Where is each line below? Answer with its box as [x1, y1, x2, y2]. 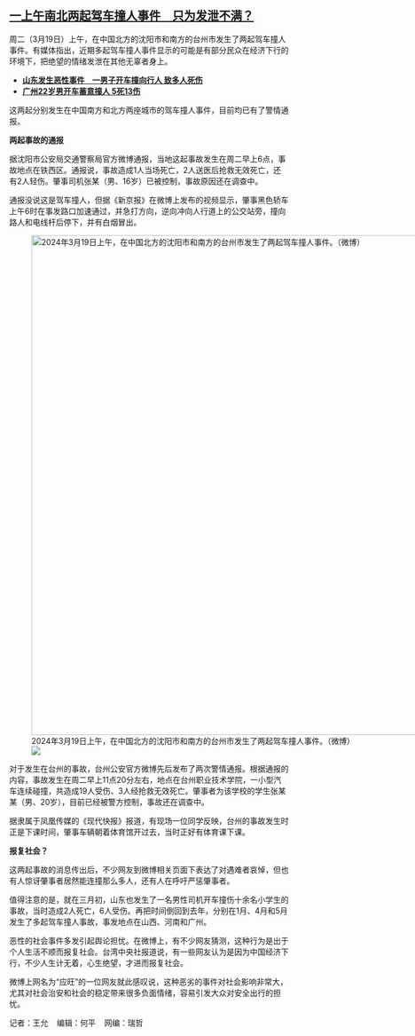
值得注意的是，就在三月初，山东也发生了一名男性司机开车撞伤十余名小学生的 [9, 894, 289, 905]
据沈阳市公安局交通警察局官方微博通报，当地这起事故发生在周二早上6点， [9, 154, 278, 164]
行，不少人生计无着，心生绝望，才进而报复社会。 [9, 957, 188, 968]
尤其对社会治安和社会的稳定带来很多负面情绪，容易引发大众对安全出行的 [9, 987, 273, 998]
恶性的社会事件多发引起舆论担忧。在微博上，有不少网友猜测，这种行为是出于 [9, 935, 289, 945]
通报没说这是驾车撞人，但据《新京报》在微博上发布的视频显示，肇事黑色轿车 [9, 194, 289, 205]
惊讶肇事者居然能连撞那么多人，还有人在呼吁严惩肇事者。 [24, 875, 235, 886]
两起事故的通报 [9, 134, 64, 145]
